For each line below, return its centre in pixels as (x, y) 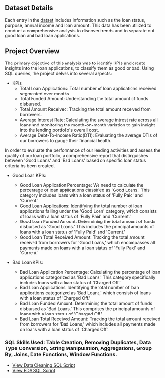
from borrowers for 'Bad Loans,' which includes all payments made (87, 324)
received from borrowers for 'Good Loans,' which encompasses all (87, 242)
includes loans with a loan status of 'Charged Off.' (70, 282)
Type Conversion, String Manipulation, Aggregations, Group (78, 348)
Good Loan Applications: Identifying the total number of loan (81, 206)
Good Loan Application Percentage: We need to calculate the (82, 185)
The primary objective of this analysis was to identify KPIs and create (75, 63)
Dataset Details (29, 8)
